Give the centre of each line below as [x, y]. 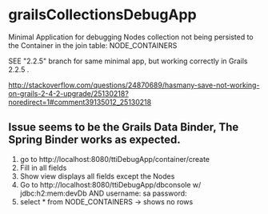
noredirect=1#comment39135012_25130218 [80, 102]
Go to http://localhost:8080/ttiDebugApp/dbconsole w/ [110, 184]
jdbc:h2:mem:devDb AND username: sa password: [103, 193]
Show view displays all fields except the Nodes [97, 176]
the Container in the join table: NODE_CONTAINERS [93, 45]
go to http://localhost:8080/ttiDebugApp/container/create [115, 159]
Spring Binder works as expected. [95, 140]
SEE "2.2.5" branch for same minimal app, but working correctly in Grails [128, 61]
